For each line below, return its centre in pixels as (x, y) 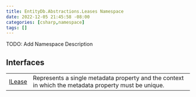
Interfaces (25, 62)
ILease (18, 82)
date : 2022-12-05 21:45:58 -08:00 (48, 17)
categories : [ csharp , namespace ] (45, 22)
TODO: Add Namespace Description (50, 44)
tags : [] (17, 28)
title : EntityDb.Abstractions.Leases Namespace (65, 11)
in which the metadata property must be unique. (99, 85)
